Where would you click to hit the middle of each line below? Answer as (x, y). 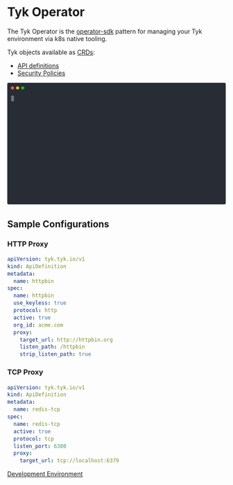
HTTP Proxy (28, 244)
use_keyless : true (40, 303)
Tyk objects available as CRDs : (51, 52)
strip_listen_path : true (55, 354)
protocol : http (35, 311)
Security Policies (41, 73)
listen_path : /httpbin (52, 347)
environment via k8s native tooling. (57, 38)
